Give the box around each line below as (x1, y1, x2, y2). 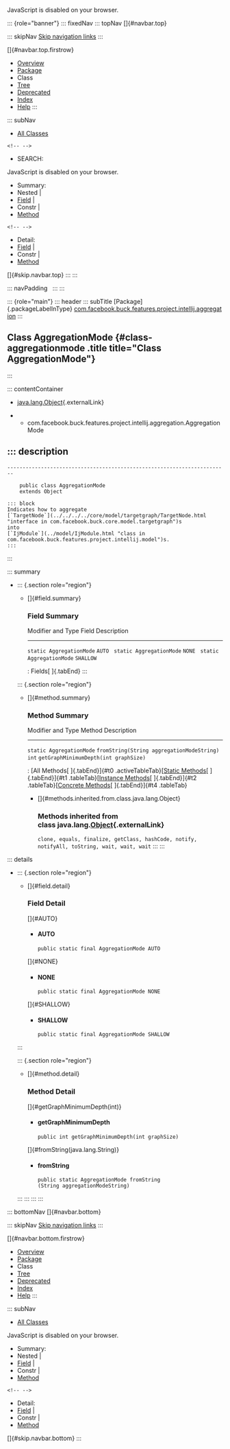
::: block (7, 500, 36, 507)
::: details (7, 855, 33, 863)
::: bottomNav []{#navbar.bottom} (7, 1207, 101, 1216)
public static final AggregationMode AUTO (37, 945, 161, 952)
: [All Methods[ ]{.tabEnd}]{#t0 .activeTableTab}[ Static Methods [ (27, 766, 209, 775)
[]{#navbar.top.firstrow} (7, 46, 74, 54)
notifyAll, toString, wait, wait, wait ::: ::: (37, 842, 166, 850)
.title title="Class (86, 342, 162, 354)
